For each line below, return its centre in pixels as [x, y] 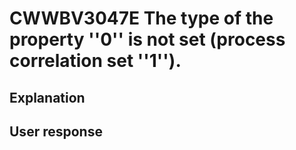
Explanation [47, 97]
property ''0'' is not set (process [147, 39]
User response [56, 131]
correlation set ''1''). [95, 61]
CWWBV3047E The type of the [141, 18]
